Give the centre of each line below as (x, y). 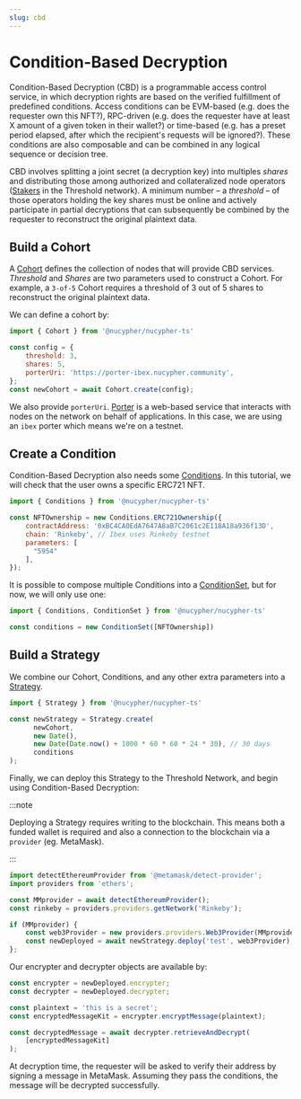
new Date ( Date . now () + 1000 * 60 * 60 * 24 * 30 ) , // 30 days (151, 744)
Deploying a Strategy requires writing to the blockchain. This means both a (147, 822)
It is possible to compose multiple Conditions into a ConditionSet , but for (143, 585)
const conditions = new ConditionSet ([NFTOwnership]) (112, 627)
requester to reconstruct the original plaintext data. (103, 219)
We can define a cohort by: (60, 315)
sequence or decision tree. (59, 154)
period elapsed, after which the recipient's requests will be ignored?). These (150, 135)
